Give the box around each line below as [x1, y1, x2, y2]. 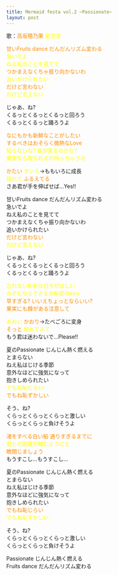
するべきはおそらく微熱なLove [6, 139, 82, 146]
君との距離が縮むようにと [6, 440, 70, 447]
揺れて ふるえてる [6, 174, 50, 182]
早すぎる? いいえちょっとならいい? [6, 297, 93, 305]
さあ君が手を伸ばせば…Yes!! [6, 182, 77, 190]
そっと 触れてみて [6, 325, 50, 332]
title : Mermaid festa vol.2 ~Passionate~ [6, 9, 113, 15]
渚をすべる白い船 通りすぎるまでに [6, 432, 93, 439]
